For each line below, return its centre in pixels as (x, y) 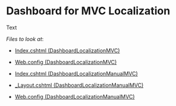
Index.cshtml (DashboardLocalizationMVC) (67, 50)
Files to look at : (25, 39)
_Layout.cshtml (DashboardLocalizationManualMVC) (79, 85)
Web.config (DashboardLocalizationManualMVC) (75, 96)
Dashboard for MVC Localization (88, 11)
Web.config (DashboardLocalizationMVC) (66, 62)
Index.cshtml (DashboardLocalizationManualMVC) (76, 73)
